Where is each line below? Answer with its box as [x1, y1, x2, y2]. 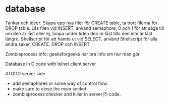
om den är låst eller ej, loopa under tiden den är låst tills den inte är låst [5, 30, 153, 36]
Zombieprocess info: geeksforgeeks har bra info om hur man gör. [5, 51, 141, 57]
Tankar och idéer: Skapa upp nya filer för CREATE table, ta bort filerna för [5, 20, 158, 26]
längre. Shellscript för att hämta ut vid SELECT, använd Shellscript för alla [5, 36, 158, 42]
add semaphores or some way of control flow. [12, 80, 108, 86]
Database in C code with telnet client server [5, 61, 96, 67]
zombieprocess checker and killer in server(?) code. [12, 91, 121, 97]
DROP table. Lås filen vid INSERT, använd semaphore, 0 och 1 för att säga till [5, 25, 164, 31]
